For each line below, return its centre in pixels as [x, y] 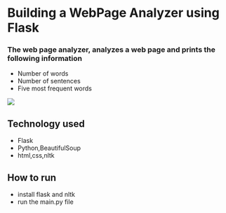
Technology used [46, 124]
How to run [32, 178]
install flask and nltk [46, 195]
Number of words [43, 74]
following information [45, 59]
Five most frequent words [55, 88]
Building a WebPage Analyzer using [113, 13]
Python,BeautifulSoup [49, 148]
